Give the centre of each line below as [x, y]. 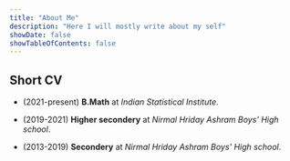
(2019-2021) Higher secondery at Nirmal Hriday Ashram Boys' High [151, 120]
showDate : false [40, 35]
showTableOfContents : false [63, 43]
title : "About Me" [44, 18]
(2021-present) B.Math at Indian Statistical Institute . [120, 102]
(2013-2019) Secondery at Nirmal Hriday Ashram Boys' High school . [152, 147]
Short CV [36, 80]
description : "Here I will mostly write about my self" [118, 26]
